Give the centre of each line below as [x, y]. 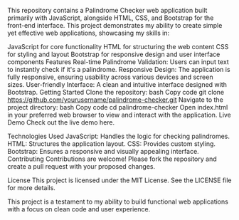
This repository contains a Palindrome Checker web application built [107, 10]
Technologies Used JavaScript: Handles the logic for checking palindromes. [118, 136]
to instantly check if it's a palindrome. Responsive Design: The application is [119, 69]
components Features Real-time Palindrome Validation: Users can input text [118, 62]
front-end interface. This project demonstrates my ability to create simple [115, 25]
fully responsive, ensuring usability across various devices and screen [110, 77]
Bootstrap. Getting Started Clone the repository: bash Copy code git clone [116, 92]
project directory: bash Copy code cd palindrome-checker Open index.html [118, 107]
